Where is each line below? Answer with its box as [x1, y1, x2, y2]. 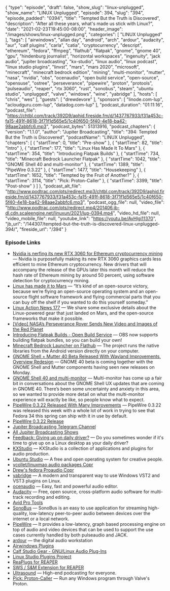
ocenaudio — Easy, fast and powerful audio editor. [12, 483, 118, 490]
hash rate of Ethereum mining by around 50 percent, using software [12, 272, 155, 278]
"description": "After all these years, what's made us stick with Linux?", [5, 20, 154, 26]
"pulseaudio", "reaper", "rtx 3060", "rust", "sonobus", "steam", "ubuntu [5, 86, 154, 91]
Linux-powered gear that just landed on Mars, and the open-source [12, 310, 154, 316]
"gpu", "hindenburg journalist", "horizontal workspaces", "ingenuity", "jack [5, 53, 161, 59]
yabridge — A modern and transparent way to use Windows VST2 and [12, 472, 160, 478]
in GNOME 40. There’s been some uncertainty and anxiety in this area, [12, 386, 160, 392]
